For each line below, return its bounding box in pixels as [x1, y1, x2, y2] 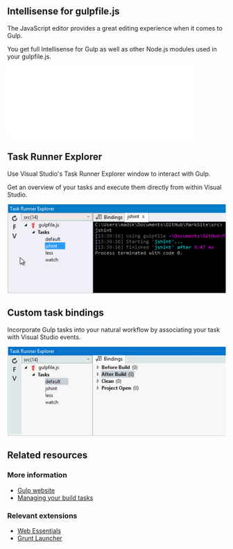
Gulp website [17, 486, 55, 494]
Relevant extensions [7, 511, 78, 521]
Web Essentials [17, 527, 61, 535]
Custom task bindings [7, 307, 104, 319]
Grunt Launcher [17, 534, 62, 543]
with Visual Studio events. [7, 333, 81, 341]
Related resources [7, 450, 88, 461]
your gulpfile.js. [7, 52, 52, 60]
